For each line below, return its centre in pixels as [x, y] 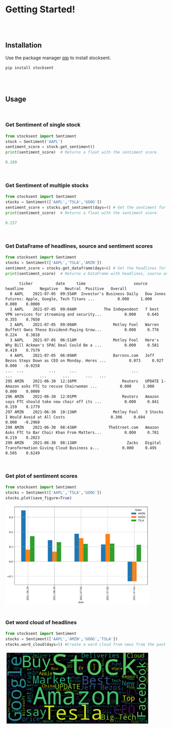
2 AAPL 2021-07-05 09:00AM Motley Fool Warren [84, 325]
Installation [24, 45]
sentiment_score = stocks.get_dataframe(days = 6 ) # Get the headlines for [86, 268]
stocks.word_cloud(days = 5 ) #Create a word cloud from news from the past [86, 645]
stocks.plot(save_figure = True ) [39, 498]
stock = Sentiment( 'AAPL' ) [34, 142]
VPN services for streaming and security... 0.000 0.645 [82, 314]
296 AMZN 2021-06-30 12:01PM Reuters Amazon [82, 397]
